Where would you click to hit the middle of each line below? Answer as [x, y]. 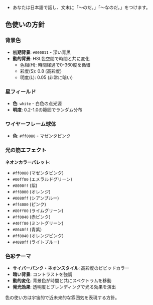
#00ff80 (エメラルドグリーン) [42, 179]
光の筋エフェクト [26, 150]
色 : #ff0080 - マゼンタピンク [42, 136]
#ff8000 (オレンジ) [32, 191]
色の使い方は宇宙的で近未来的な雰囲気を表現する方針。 [62, 297]
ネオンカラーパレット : [28, 162]
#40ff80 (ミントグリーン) [38, 223]
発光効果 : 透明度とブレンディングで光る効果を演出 [64, 287]
